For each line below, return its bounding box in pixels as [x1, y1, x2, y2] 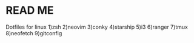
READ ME [5, 4, 54, 17]
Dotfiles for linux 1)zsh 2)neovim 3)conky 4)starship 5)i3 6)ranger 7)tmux [5, 23, 189, 30]
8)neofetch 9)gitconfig [5, 29, 62, 36]
